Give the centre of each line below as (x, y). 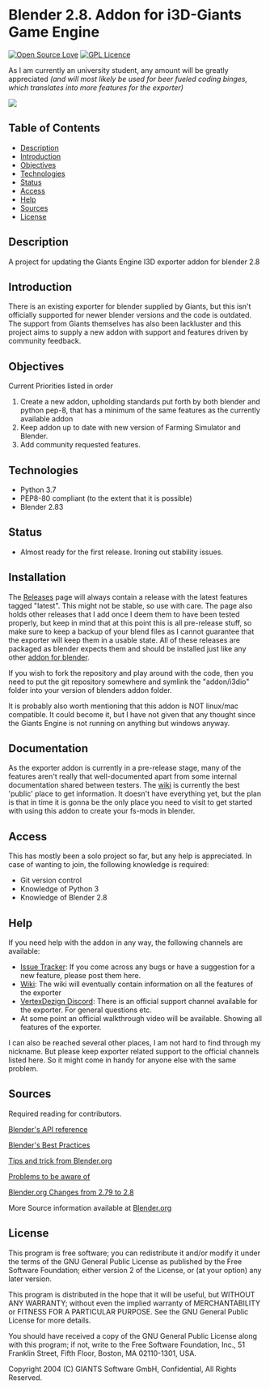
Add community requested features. (80, 445)
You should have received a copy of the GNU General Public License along (133, 1336)
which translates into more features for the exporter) (96, 88)
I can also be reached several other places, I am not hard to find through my (135, 1043)
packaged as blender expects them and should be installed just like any (127, 648)
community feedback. (45, 341)
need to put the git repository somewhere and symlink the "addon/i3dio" (129, 682)
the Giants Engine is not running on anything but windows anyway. (119, 723)
